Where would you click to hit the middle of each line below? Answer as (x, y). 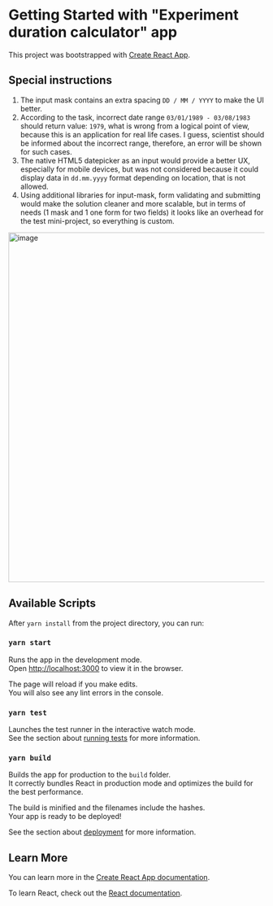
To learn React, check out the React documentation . (95, 893)
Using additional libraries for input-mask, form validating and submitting (141, 195)
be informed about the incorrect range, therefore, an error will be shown (141, 143)
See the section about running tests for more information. (104, 738)
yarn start (30, 643)
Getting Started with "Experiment (123, 15)
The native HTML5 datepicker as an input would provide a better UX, (135, 160)
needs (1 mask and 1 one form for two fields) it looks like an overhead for (142, 212)
